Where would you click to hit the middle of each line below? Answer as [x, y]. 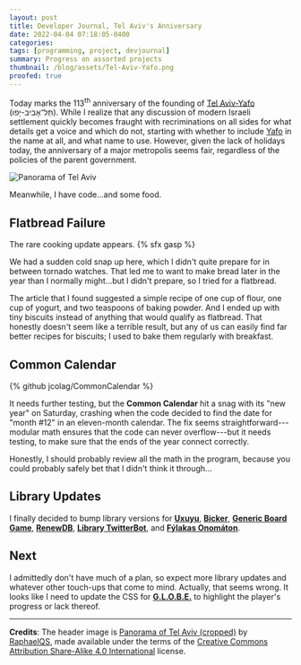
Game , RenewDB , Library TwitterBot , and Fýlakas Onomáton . [125, 527]
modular [25, 432]
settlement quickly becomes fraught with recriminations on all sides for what [150, 122]
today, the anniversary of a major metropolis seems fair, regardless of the [145, 151]
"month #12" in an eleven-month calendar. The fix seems [114, 423]
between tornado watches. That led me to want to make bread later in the [145, 272]
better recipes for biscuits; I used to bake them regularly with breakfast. [142, 336]
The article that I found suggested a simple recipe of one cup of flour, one [146, 298]
